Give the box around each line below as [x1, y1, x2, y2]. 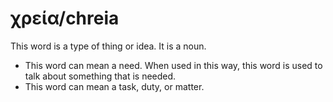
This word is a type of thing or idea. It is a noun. [10, 40, 207, 52]
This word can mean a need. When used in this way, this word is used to [24, 59, 323, 71]
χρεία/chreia [10, 7, 120, 30]
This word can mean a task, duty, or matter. [24, 80, 205, 92]
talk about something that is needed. [24, 70, 177, 82]
